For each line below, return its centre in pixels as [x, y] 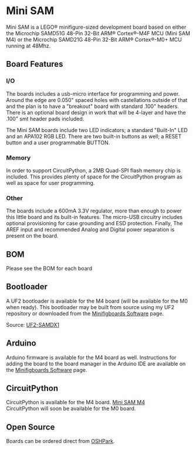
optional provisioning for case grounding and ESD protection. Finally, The [94, 224]
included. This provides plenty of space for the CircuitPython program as [94, 177]
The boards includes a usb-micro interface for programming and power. [93, 94]
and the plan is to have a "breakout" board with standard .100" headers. [92, 106]
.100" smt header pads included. [45, 119]
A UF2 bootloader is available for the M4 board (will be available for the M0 [97, 301]
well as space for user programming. [50, 182]
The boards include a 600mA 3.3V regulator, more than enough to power [94, 211]
